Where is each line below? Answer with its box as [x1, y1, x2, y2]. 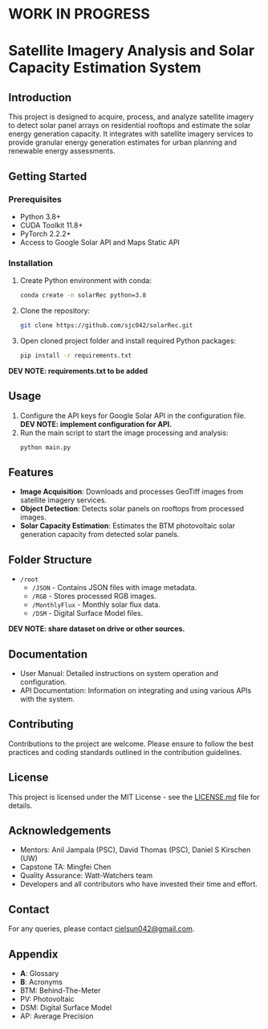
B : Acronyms [19, 977, 63, 986]
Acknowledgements [8, 823, 112, 837]
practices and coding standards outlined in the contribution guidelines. [8, 747, 242, 756]
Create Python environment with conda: [19, 276, 152, 285]
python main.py [19, 443, 71, 451]
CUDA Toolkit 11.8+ [19, 220, 83, 230]
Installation [8, 257, 54, 269]
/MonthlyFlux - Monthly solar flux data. [31, 600, 160, 609]
